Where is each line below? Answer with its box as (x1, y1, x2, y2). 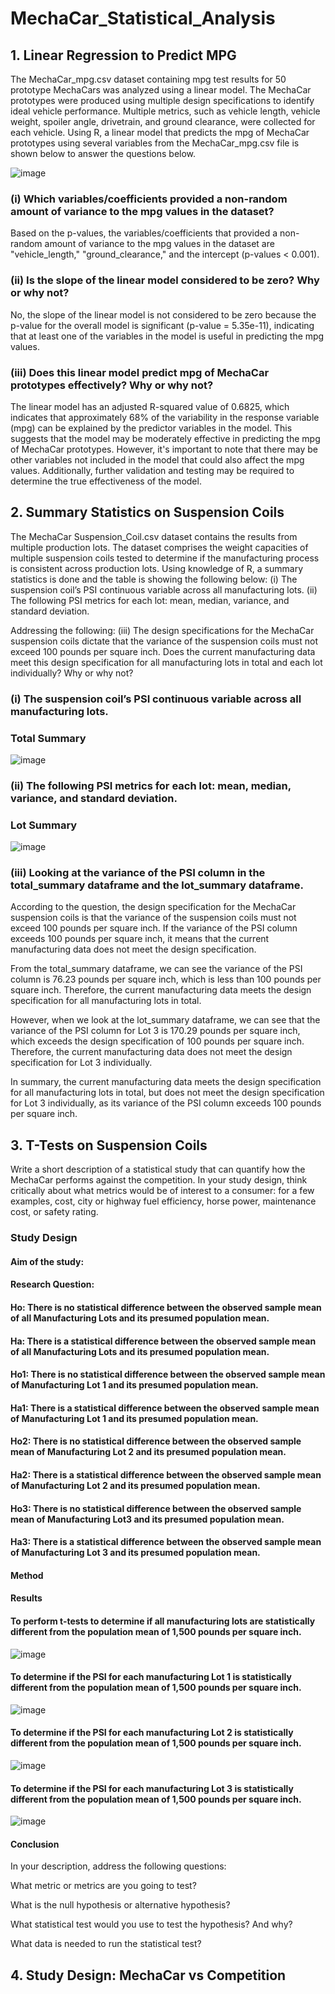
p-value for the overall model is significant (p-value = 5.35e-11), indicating (10, 319, 315, 331)
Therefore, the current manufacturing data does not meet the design (10, 1046, 293, 1058)
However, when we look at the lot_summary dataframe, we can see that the (10, 1014, 321, 1026)
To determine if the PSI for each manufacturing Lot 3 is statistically (10, 1782, 294, 1794)
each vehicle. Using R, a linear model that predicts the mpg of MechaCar (10, 127, 310, 138)
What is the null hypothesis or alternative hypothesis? (10, 1899, 231, 1911)
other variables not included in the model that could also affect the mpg (10, 453, 305, 466)
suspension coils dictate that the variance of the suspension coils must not (10, 635, 318, 647)
